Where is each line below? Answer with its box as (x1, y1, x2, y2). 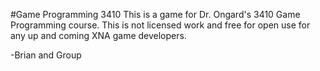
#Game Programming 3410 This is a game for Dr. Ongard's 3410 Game (10, 9, 301, 20)
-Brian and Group (10, 49, 82, 61)
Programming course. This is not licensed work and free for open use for (10, 19, 311, 31)
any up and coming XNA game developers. (10, 30, 187, 41)
